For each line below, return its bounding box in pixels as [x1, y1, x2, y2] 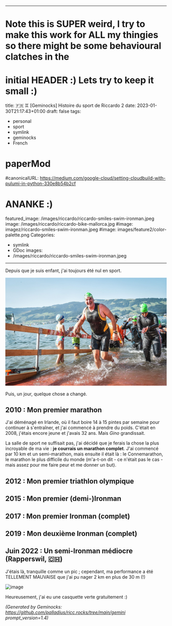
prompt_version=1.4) [5, 615, 49, 621]
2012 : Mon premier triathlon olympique [5, 476, 134, 486]
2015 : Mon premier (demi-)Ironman [5, 494, 122, 503]
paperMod [5, 158, 51, 170]
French [12, 140, 28, 146]
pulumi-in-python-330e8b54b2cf [5, 180, 76, 187]
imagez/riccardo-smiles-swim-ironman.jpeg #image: [5, 227, 117, 232]
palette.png [5, 232, 30, 238]
